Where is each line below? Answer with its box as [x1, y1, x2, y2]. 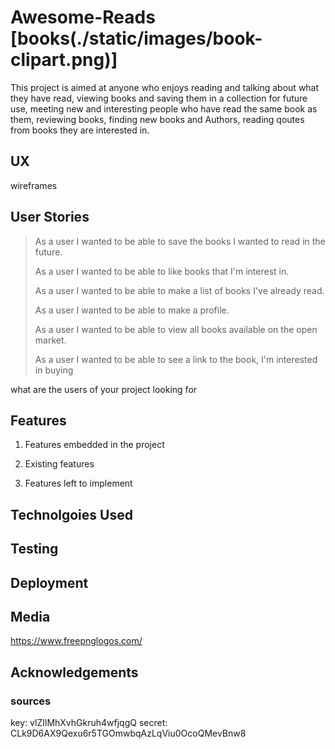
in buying [34, 364, 74, 376]
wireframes [10, 179, 58, 191]
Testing [10, 541, 59, 558]
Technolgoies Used [10, 506, 133, 523]
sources [10, 694, 52, 708]
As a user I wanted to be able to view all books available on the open [34, 323, 318, 335]
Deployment [10, 574, 89, 591]
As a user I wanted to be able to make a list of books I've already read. [34, 284, 325, 296]
